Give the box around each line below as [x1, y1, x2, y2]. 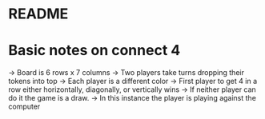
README [8, 5, 69, 23]
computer [8, 101, 41, 112]
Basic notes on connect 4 [8, 42, 181, 60]
